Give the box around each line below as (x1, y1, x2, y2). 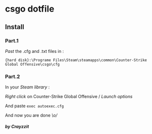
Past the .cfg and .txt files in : (5, 48, 64, 54)
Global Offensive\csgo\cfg (5, 62, 60, 67)
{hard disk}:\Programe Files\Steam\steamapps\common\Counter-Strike (5, 57, 147, 63)
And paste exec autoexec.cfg (5, 103, 64, 109)
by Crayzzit (5, 123, 29, 129)
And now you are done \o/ (5, 113, 57, 118)
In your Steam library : (5, 84, 50, 90)
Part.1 (5, 37, 19, 44)
